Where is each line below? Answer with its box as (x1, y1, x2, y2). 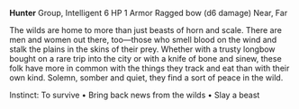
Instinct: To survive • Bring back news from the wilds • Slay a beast (9, 89, 260, 100)
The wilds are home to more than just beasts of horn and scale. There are (9, 25, 282, 35)
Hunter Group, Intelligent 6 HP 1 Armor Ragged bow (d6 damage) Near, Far (9, 8, 288, 18)
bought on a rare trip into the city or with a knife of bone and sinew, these (9, 54, 282, 63)
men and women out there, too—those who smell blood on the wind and (9, 35, 277, 45)
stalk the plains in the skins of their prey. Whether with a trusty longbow (9, 44, 276, 54)
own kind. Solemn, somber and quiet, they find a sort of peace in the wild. (9, 72, 284, 83)
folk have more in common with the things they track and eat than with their (9, 63, 290, 73)
